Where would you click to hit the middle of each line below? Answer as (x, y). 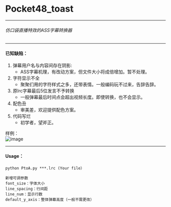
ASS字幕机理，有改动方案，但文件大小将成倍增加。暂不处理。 (85, 72)
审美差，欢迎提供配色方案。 (49, 110)
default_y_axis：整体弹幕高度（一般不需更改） (50, 199)
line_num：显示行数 (24, 194)
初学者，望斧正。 (38, 123)
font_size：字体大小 (25, 183)
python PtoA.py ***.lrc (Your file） (45, 168)
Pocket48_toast (39, 9)
